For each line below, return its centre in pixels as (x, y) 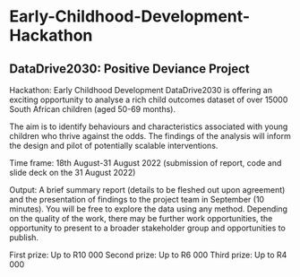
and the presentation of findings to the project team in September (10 (137, 199)
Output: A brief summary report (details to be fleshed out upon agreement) (147, 190)
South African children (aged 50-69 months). (93, 109)
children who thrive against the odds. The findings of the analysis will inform (150, 136)
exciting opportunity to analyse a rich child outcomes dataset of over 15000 (149, 100)
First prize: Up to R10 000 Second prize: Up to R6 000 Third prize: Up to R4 (148, 255)
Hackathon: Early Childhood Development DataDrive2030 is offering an (141, 90)
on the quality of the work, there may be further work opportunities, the (141, 218)
